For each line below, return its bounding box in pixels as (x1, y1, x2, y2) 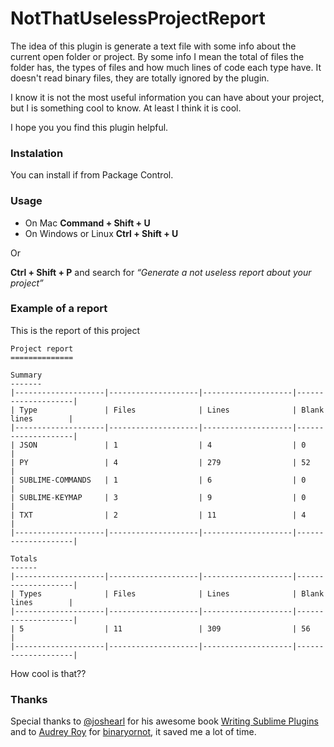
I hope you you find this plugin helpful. (10, 121, 169, 133)
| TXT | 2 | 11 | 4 (10, 510, 307, 520)
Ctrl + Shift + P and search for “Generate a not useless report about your (10, 266, 312, 278)
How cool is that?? (10, 667, 87, 679)
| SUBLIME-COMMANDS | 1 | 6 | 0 (10, 475, 307, 485)
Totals (10, 553, 38, 564)
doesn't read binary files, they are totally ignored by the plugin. (10, 72, 270, 84)
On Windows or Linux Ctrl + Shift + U (24, 227, 179, 239)
